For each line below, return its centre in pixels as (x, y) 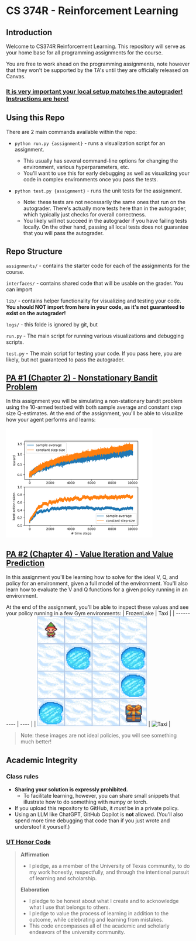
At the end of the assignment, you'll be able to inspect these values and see (97, 607)
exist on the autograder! (36, 313)
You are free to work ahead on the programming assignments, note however (98, 64)
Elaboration (35, 890)
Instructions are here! (37, 99)
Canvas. (16, 76)
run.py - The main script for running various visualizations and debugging (95, 336)
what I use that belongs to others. (69, 907)
